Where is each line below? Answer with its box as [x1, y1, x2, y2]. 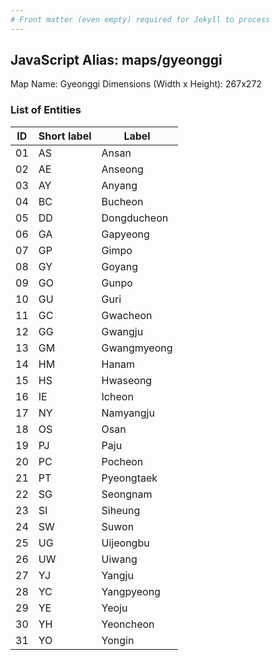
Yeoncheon [101, 617, 155, 631]
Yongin [101, 633, 135, 647]
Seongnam [101, 487, 153, 501]
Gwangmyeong [101, 341, 173, 355]
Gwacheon [101, 308, 153, 322]
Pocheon [101, 454, 144, 468]
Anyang [101, 178, 138, 192]
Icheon [101, 389, 134, 403]
